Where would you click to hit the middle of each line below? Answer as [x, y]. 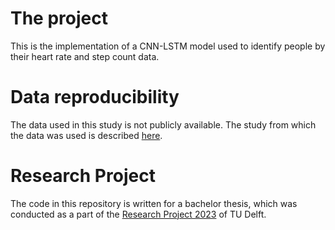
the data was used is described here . [86, 135]
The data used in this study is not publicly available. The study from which [163, 124]
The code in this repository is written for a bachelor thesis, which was [154, 203]
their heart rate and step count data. [85, 56]
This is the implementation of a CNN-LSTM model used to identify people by [168, 46]
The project [59, 18]
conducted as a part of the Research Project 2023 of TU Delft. [138, 214]
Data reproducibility [95, 97]
